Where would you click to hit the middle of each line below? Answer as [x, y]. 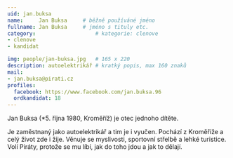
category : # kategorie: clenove [83, 33]
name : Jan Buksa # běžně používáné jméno [81, 20]
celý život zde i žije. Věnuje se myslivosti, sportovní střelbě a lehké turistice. [117, 139]
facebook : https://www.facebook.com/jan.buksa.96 [87, 92]
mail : [15, 72]
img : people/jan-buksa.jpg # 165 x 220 [69, 59]
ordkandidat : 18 [37, 98]
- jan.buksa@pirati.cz [40, 79]
